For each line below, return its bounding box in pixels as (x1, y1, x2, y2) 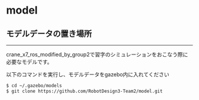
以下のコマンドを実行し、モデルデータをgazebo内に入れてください (6, 71, 170, 78)
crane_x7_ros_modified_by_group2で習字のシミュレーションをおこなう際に (6, 51, 188, 58)
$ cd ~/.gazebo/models (6, 83, 62, 89)
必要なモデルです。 (6, 59, 53, 65)
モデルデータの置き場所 (6, 28, 92, 38)
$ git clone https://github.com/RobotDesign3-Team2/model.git (6, 88, 163, 94)
